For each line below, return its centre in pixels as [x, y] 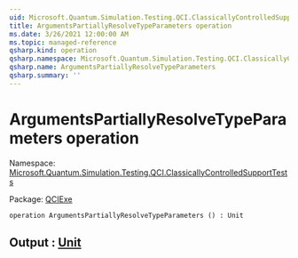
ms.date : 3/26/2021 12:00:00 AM [69, 34]
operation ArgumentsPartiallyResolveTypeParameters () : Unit [126, 215]
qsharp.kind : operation [53, 51]
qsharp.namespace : [43, 59]
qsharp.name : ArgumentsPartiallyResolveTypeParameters [113, 68]
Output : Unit [45, 242]
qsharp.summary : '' [45, 76]
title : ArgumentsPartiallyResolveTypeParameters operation [121, 26]
